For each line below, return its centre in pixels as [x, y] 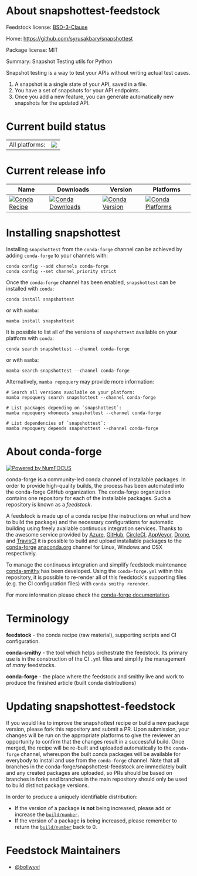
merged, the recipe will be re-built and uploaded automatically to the [89, 748]
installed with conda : [30, 288]
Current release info [56, 171]
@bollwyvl [27, 867]
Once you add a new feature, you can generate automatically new [94, 96]
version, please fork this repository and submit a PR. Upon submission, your [98, 729]
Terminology [38, 618]
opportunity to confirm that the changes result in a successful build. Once [95, 741]
